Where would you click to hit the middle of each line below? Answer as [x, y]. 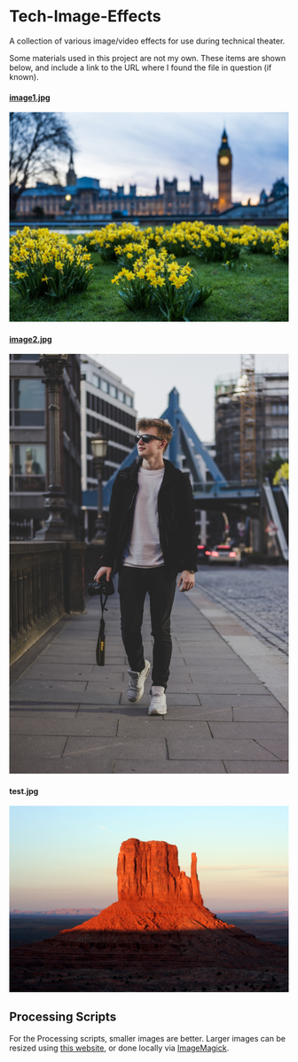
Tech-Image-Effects [85, 16]
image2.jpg [31, 339]
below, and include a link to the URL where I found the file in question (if [141, 67]
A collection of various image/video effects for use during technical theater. [147, 41]
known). [24, 76]
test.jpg [24, 791]
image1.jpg [30, 97]
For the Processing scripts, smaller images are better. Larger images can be [148, 1038]
